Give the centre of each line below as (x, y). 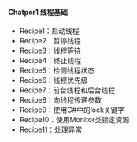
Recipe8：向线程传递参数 (61, 100)
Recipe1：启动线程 (50, 31)
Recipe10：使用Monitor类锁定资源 (74, 120)
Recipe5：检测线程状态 (57, 70)
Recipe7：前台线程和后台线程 (67, 90)
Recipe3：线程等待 (50, 50)
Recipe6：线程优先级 (54, 80)
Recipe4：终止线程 (50, 61)
